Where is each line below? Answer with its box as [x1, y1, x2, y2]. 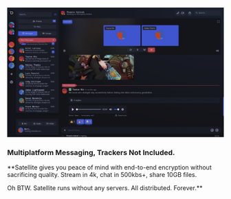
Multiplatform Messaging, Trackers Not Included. [7, 148, 175, 157]
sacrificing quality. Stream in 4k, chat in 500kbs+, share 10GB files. [7, 171, 197, 178]
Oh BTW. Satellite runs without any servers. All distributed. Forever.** [7, 184, 203, 192]
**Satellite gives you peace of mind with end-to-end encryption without [7, 163, 212, 172]
